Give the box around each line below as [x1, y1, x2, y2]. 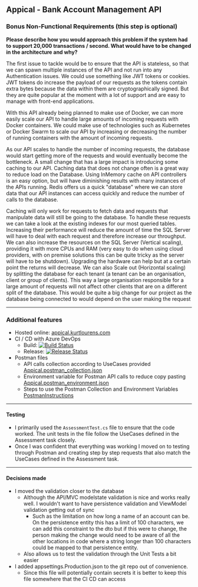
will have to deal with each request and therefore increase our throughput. [6, 232, 187, 239]
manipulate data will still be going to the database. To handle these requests [6, 213, 191, 220]
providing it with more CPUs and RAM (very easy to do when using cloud [6, 245, 183, 252]
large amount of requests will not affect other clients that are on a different [6, 283, 187, 290]
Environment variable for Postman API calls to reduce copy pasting [23, 372, 186, 380]
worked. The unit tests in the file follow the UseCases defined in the [14, 430, 180, 437]
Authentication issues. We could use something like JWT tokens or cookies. [6, 72, 190, 79]
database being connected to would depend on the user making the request [6, 295, 191, 302]
